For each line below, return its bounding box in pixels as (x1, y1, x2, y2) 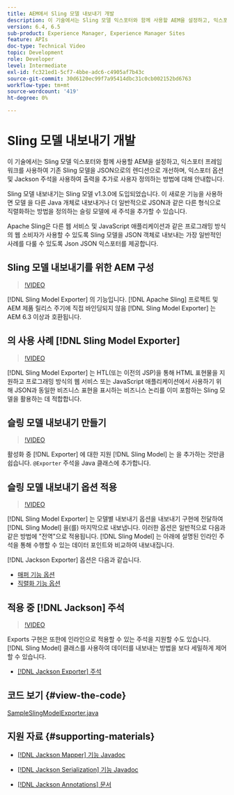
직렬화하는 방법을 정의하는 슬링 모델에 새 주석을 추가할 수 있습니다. (7, 207, 187, 215)
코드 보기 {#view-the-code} (7, 690, 127, 701)
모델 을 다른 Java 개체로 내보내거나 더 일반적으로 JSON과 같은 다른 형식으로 (14, 198, 221, 207)
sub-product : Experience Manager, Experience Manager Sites (7, 29, 186, 37)
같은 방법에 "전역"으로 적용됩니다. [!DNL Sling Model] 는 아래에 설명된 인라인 (7, 532, 218, 541)
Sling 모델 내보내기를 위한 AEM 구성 (7, 262, 155, 274)
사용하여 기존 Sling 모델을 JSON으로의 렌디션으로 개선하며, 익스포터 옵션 (25, 165, 224, 174)
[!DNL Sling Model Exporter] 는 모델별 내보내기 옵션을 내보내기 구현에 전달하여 (7, 514, 224, 523)
